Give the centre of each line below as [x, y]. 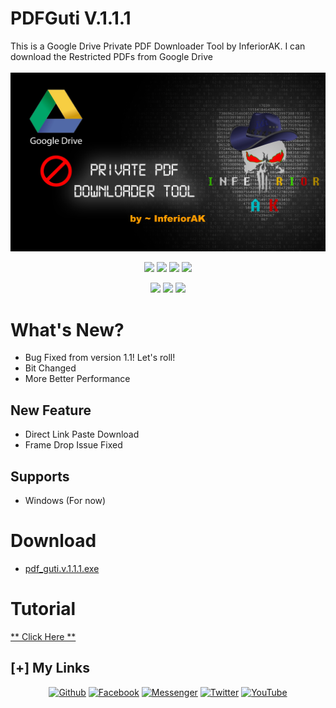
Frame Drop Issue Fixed [73, 445]
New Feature [51, 410]
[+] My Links [50, 668]
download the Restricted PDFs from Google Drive [111, 56]
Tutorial [43, 609]
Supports [40, 476]
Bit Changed [50, 368]
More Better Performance [77, 379]
